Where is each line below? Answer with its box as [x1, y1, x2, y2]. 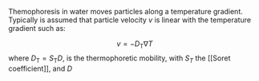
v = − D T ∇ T [116, 39, 153, 50]
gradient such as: [8, 24, 66, 33]
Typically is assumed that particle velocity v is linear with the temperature [8, 15, 251, 25]
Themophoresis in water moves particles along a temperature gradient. [8, 7, 243, 16]
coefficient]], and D [8, 64, 73, 73]
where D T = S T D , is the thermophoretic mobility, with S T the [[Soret [8, 53, 231, 64]
